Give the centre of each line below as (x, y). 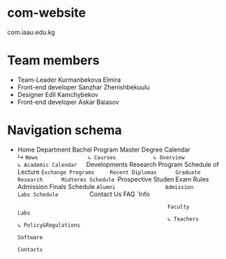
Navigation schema (65, 130)
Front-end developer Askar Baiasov (68, 102)
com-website (46, 13)
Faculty (178, 207)
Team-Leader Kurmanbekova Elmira (69, 80)
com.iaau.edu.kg (31, 32)
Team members (53, 60)
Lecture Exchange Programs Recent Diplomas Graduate (109, 172)
